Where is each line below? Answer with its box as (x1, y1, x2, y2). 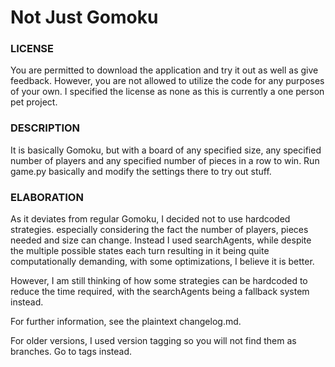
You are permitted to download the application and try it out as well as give (10, 64, 319, 76)
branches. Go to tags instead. (10, 346, 133, 358)
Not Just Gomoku (10, 6, 159, 29)
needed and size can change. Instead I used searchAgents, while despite (10, 234, 312, 246)
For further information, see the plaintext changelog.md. (10, 316, 242, 328)
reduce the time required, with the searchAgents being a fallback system (10, 286, 310, 298)
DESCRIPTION (10, 121, 81, 135)
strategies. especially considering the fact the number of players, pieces (10, 224, 309, 236)
